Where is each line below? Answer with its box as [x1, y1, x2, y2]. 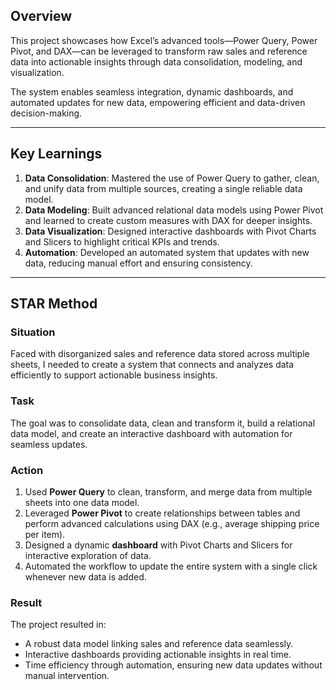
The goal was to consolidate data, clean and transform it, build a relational [10, 417, 316, 429]
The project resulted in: [10, 619, 107, 631]
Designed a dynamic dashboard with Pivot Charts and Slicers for [24, 539, 293, 551]
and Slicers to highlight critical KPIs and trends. [24, 235, 220, 248]
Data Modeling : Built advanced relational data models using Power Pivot [24, 204, 324, 216]
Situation [10, 325, 56, 339]
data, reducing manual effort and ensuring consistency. [24, 257, 253, 269]
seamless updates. [10, 438, 88, 450]
